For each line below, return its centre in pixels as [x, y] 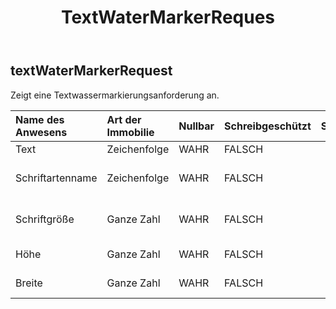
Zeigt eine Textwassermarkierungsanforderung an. [115, 95]
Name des [40, 119]
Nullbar [196, 126]
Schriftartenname [56, 178]
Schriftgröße [45, 219]
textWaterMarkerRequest [91, 71]
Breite [29, 283]
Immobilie [130, 132]
